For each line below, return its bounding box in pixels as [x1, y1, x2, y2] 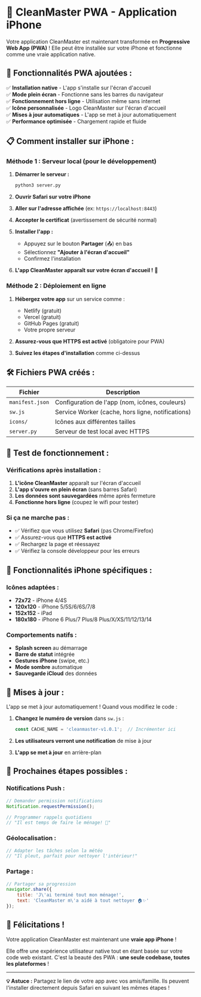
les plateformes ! [6, 960, 49, 967]
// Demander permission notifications [6, 797, 103, 804]
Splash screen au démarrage [14, 644, 88, 652]
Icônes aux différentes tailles [54, 418, 136, 426]
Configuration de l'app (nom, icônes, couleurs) [54, 398, 187, 406]
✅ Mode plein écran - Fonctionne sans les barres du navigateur [6, 91, 164, 98]
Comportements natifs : [6, 631, 77, 639]
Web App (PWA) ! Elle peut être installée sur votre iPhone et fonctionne [6, 44, 182, 52]
